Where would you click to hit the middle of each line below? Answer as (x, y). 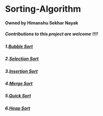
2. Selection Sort (22, 59)
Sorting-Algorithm (43, 9)
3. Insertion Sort (21, 71)
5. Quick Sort (18, 96)
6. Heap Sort (18, 108)
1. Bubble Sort (19, 46)
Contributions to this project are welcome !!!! (52, 34)
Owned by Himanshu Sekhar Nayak (42, 23)
